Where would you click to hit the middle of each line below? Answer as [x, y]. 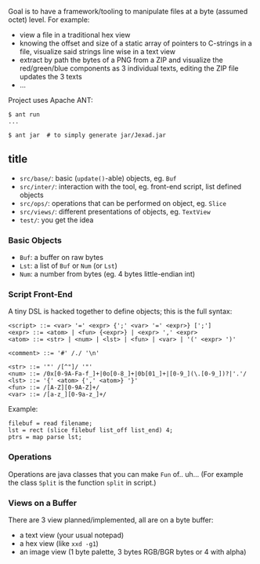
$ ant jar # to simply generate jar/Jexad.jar [87, 135]
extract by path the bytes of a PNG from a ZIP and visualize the [121, 60]
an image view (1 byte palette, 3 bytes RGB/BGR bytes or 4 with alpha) [133, 552]
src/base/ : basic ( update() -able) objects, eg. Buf [98, 178]
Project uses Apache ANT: [51, 100]
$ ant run [24, 115]
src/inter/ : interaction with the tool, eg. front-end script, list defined [130, 186]
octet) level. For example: [49, 20]
